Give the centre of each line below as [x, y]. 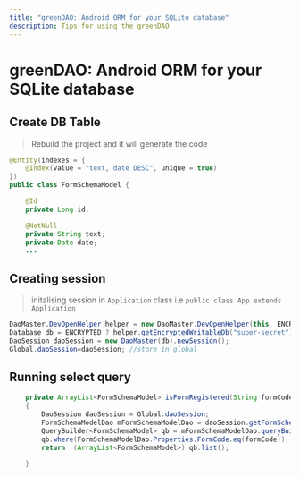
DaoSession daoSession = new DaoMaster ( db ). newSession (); [119, 341]
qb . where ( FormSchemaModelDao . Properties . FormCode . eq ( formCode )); [166, 439]
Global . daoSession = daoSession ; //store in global [104, 349]
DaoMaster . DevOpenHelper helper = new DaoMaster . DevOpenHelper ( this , [142, 324]
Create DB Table [55, 122]
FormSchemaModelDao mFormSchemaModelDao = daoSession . [146, 422]
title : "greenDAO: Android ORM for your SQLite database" [119, 17]
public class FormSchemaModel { [69, 185]
